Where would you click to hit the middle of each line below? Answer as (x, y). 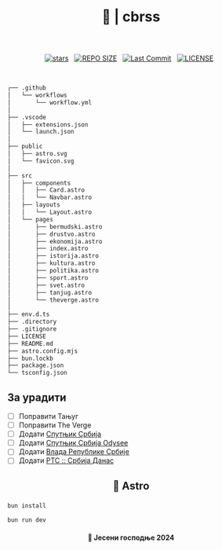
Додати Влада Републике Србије (74, 452)
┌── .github (27, 88)
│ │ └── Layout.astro (49, 212)
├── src (20, 176)
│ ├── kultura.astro (51, 263)
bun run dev (27, 520)
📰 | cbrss (131, 17)
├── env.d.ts (29, 314)
